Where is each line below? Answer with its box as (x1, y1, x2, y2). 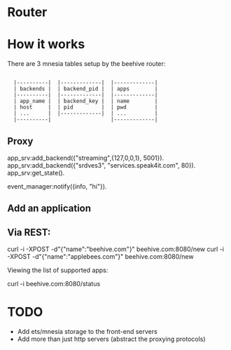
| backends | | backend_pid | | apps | (13, 86, 158, 93)
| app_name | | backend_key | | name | (13, 97, 158, 105)
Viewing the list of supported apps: (7, 266, 108, 274)
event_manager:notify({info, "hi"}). (7, 182, 107, 190)
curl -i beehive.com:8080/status (7, 280, 101, 288)
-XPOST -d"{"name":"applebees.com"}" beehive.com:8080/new (7, 253, 194, 261)
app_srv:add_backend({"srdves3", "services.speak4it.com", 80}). (7, 161, 196, 169)
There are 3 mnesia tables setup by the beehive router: (7, 60, 166, 68)
